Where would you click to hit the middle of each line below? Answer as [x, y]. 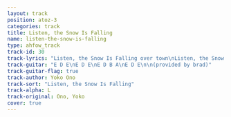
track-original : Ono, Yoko [46, 97]
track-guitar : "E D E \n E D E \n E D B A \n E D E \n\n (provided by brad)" [110, 65]
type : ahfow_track [34, 45]
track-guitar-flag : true [43, 71]
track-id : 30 [26, 52]
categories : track [34, 26]
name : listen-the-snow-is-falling [57, 39]
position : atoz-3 [32, 20]
